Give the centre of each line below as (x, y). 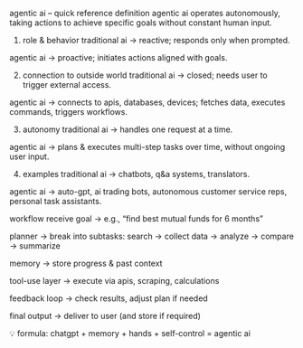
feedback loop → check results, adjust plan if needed (109, 298)
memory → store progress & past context (86, 263)
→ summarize (35, 246)
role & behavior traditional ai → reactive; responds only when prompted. (156, 40)
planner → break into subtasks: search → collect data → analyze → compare (151, 236)
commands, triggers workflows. (69, 112)
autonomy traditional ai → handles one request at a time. (128, 129)
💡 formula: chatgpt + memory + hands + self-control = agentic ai (130, 333)
